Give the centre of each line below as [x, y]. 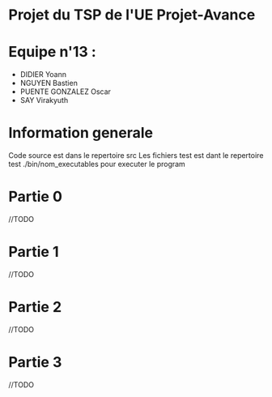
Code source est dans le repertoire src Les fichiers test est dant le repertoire [136, 156]
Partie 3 [35, 363]
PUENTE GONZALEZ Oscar [66, 92]
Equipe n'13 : [53, 52]
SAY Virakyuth [44, 100]
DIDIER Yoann [43, 75]
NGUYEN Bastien [49, 83]
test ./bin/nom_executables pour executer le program [97, 164]
